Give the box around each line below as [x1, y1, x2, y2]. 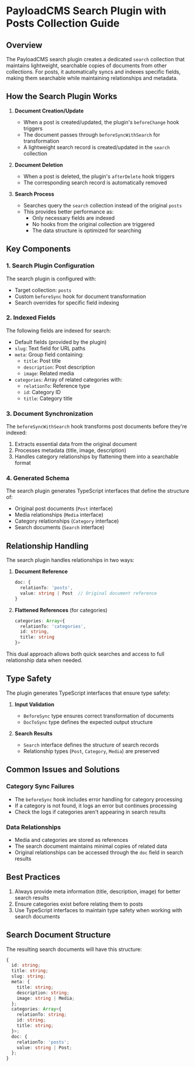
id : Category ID [23, 388, 61, 395]
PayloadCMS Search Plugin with [6, 4, 166, 18]
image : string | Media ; [16, 995, 75, 1001]
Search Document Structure [6, 930, 111, 940]
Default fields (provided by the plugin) [14, 338, 107, 345]
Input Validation [14, 701, 55, 708]
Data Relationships [6, 823, 61, 831]
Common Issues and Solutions [6, 765, 120, 775]
